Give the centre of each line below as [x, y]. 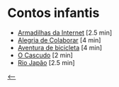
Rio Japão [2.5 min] [46, 62]
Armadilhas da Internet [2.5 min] [65, 33]
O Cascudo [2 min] [45, 55]
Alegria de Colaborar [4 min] [59, 40]
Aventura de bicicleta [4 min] [60, 47]
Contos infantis [53, 13]
